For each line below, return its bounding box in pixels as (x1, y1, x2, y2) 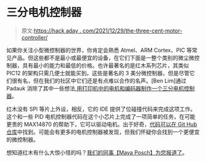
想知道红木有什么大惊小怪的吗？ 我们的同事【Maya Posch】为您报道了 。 (6, 149, 188, 156)
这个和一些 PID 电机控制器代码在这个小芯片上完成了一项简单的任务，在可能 (6, 112, 196, 120)
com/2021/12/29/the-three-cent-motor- (82, 27, 183, 34)
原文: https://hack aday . (21, 27, 82, 34)
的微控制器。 (6, 136, 39, 143)
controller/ (21, 34, 48, 41)
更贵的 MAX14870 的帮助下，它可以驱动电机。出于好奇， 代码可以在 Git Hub (6, 120, 197, 128)
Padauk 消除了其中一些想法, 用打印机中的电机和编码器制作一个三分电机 (6, 84, 185, 92)
